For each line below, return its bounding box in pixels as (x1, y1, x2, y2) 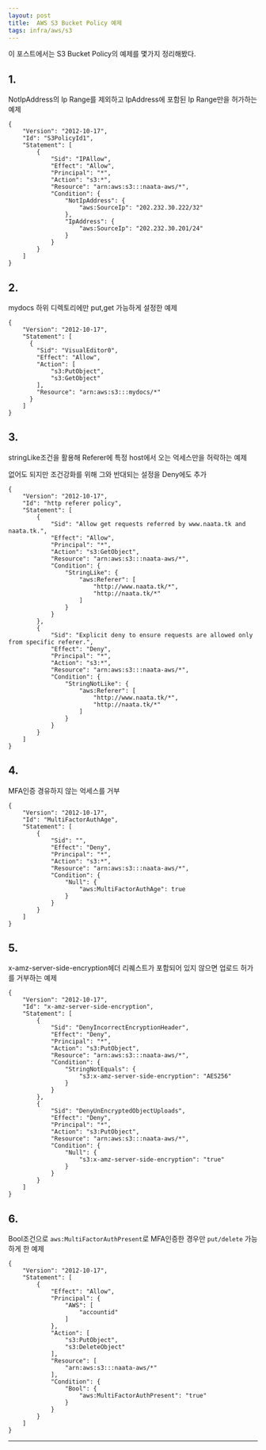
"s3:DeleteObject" (64, 1343, 126, 1352)
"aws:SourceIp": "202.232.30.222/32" (78, 204, 203, 212)
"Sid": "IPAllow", (50, 156, 112, 163)
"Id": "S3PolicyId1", (22, 134, 93, 143)
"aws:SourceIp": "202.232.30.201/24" (78, 225, 203, 233)
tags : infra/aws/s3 (8, 26, 73, 34)
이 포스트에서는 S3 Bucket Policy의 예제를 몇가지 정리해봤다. (8, 49, 196, 59)
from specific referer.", (8, 638, 93, 646)
